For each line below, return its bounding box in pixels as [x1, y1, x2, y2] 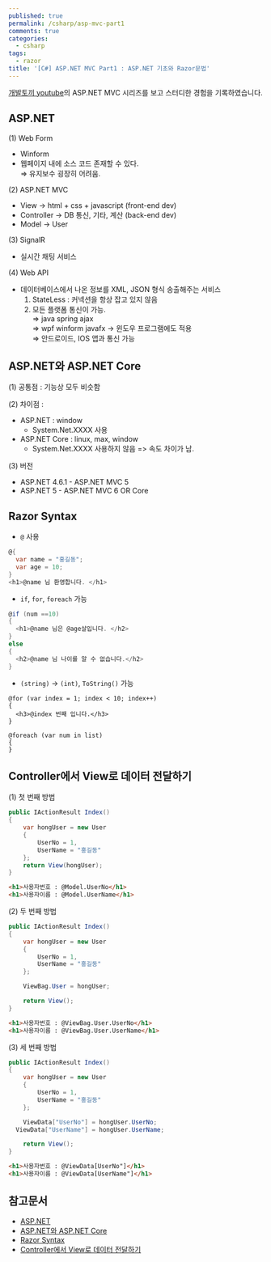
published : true [8, 11, 63, 20]
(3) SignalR [8, 235, 46, 244]
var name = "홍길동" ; [15, 556, 83, 564]
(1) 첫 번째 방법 [8, 792, 56, 802]
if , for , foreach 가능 [19, 594, 87, 603]
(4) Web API [8, 268, 49, 277]
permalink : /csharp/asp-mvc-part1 [8, 19, 125, 28]
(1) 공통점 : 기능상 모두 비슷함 [8, 382, 101, 392]
